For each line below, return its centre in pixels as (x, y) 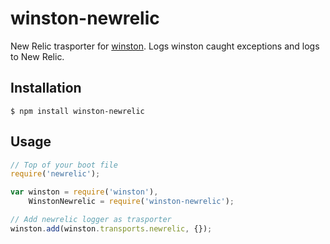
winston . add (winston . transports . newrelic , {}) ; (111, 228)
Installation (46, 88)
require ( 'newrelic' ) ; (55, 174)
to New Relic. (37, 56)
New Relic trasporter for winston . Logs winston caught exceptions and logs (165, 46)
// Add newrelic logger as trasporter (91, 220)
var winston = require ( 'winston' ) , (84, 192)
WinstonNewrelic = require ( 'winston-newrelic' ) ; (131, 202)
